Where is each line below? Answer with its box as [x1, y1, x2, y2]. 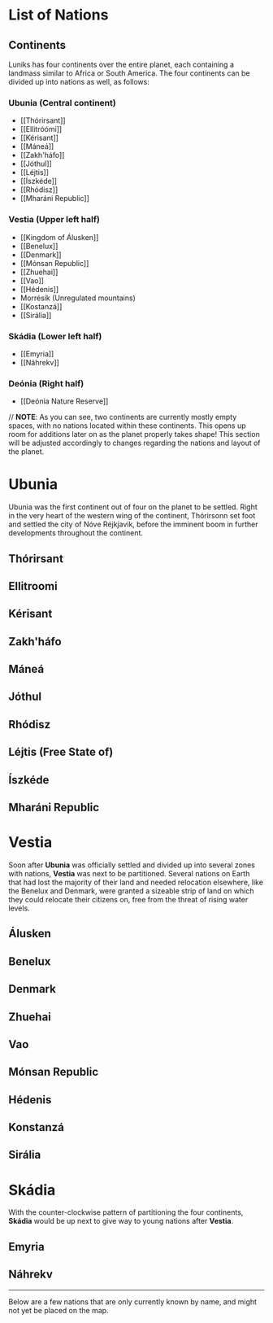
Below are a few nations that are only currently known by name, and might [8, 1296, 258, 1307]
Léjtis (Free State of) [8, 745, 114, 759]
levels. [8, 903, 30, 913]
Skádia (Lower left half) [8, 330, 102, 342]
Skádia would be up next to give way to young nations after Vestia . [8, 1216, 234, 1226]
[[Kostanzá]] [19, 301, 63, 311]
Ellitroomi [8, 579, 58, 593]
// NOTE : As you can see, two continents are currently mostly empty [8, 413, 237, 422]
